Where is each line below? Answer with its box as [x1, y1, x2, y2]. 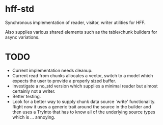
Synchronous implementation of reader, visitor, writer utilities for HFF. [5, 20, 146, 25]
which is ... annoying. [12, 114, 55, 120]
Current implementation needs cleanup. [12, 67, 93, 73]
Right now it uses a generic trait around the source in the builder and [12, 104, 151, 109]
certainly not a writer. [12, 88, 55, 94]
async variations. [5, 34, 40, 40]
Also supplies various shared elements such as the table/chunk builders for [5, 29, 158, 35]
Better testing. [12, 93, 41, 99]
